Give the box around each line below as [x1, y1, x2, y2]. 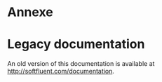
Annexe [7, 4, 54, 20]
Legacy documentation [7, 36, 145, 53]
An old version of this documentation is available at [7, 60, 155, 68]
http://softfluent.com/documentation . [7, 67, 114, 76]
